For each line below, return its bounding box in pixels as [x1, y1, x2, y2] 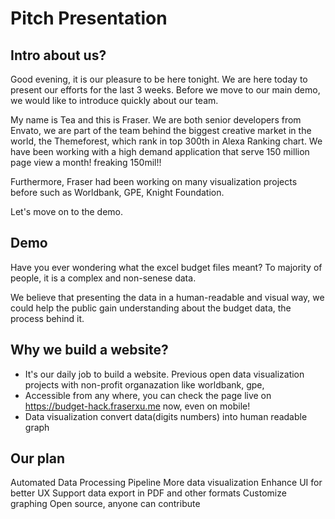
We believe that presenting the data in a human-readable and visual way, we [10, 291, 325, 303]
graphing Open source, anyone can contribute [10, 498, 201, 510]
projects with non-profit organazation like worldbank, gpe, [24, 378, 265, 391]
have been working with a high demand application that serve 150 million [10, 146, 310, 157]
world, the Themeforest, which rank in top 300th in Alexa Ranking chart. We [10, 135, 323, 147]
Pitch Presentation [10, 7, 168, 30]
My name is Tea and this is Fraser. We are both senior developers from [10, 114, 302, 126]
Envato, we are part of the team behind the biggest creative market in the [10, 125, 312, 136]
